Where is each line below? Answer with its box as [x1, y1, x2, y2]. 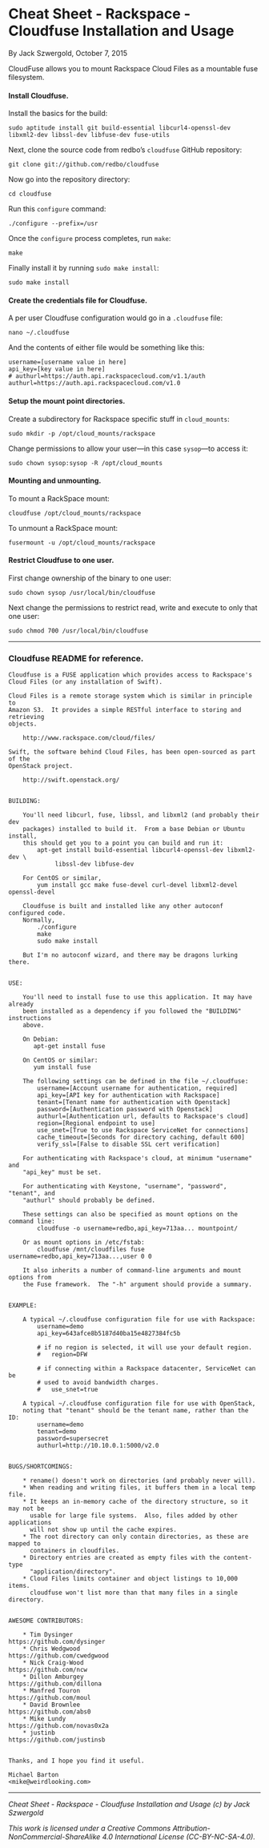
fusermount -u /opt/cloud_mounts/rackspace [8, 538, 156, 547]
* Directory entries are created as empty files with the [22, 1554, 220, 1562]
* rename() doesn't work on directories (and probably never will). [22, 1476, 256, 1485]
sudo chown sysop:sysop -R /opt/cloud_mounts [8, 459, 163, 467]
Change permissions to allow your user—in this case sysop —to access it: [8, 444, 248, 453]
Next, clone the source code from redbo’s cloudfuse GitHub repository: [8, 145, 243, 155]
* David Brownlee [22, 1701, 81, 1709]
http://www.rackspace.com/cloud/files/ [22, 734, 156, 742]
